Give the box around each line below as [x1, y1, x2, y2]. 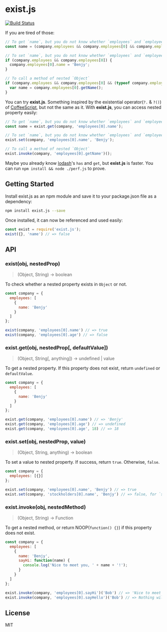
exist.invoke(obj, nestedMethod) [5, 503, 86, 510]
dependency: [5, 198, 32, 204]
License [5, 609, 30, 617]
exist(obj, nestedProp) [5, 260, 61, 267]
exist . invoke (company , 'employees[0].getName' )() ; [5, 151, 112, 156]
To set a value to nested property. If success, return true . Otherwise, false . [5, 459, 160, 465]
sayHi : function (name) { [18, 558, 70, 563]
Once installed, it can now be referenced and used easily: [5, 217, 123, 223]
